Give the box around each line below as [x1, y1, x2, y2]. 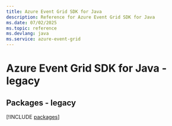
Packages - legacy [6, 98, 76, 108]
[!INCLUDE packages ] [6, 114, 60, 120]
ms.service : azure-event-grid [6, 36, 81, 42]
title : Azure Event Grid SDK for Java [6, 8, 102, 15]
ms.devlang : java [6, 31, 49, 37]
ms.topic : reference [6, 25, 58, 31]
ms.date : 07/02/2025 [6, 20, 58, 25]
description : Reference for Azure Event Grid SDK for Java [6, 14, 155, 20]
